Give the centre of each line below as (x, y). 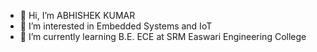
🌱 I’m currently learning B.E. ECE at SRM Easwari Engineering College (163, 36)
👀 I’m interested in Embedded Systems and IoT (116, 26)
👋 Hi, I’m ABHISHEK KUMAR (77, 15)
